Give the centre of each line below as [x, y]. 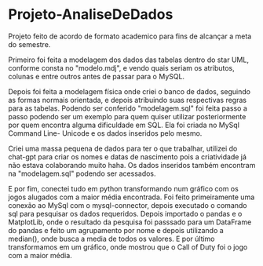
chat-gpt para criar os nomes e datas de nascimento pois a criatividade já [128, 157]
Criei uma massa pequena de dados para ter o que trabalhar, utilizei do [123, 148]
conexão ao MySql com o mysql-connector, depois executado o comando [128, 205]
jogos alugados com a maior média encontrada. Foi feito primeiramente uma [131, 197]
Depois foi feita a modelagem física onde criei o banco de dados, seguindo [130, 91]
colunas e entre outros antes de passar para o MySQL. [97, 76]
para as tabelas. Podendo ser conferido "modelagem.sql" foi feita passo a [128, 108]
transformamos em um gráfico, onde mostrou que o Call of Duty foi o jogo [128, 247]
